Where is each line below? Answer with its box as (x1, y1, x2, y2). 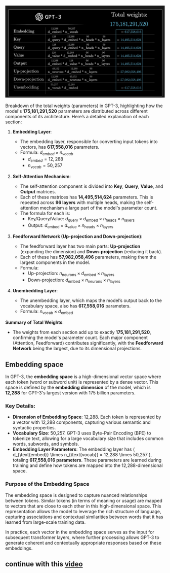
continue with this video (5, 560, 83, 568)
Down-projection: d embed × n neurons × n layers (27, 277, 120, 284)
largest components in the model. (20, 259, 91, 265)
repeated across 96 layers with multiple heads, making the (20, 199, 143, 206)
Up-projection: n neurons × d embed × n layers (27, 270, 115, 277)
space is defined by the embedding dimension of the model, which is (5, 384, 151, 391)
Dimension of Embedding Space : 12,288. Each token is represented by (12, 414, 161, 420)
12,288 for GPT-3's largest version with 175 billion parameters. (5, 390, 136, 396)
